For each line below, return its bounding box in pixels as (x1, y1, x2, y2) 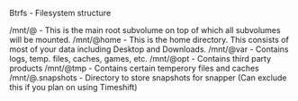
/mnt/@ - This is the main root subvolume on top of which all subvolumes (9, 25, 281, 35)
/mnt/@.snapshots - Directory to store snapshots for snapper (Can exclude (9, 72, 287, 83)
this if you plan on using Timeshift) (9, 82, 138, 92)
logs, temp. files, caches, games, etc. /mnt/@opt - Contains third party (9, 54, 272, 63)
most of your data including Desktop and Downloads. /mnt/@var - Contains (9, 44, 289, 55)
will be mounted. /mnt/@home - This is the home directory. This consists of (9, 35, 290, 45)
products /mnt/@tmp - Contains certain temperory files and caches (9, 63, 259, 73)
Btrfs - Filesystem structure (9, 8, 112, 18)
